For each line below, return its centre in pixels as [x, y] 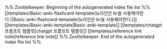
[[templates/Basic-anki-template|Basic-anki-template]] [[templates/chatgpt [83, 25]
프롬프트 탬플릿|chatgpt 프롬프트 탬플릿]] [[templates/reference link [73, 31]
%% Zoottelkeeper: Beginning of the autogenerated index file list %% [78, 7]
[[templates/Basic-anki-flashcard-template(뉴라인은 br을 [63, 13]
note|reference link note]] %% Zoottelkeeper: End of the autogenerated [79, 36]
